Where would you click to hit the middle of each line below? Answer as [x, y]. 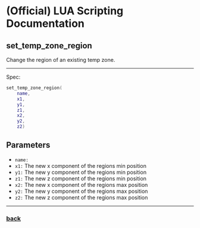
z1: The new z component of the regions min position [81, 178]
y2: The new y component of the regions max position [81, 191]
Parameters [28, 145]
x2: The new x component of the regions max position [81, 185]
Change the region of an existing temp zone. [61, 60]
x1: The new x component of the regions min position [81, 165]
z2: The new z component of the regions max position [81, 197]
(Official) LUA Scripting [65, 11]
